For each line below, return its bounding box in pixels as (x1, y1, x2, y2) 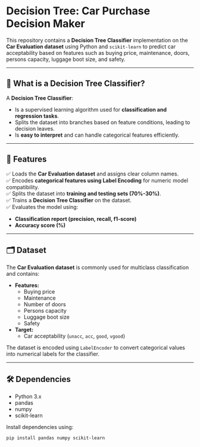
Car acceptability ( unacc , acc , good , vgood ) (23, 332, 126, 340)
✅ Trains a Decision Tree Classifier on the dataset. (6, 196, 132, 204)
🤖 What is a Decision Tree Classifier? (6, 79, 145, 89)
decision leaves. (14, 125, 55, 132)
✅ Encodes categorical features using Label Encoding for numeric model (6, 177, 189, 184)
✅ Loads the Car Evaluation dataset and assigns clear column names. (6, 170, 179, 177)
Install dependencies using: (6, 424, 74, 431)
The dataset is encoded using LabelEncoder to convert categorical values (6, 344, 186, 352)
